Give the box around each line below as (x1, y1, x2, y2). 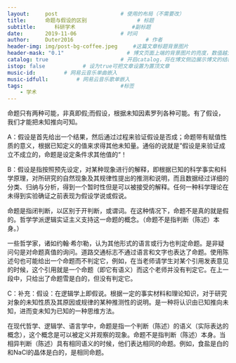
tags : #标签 (7, 82, 135, 89)
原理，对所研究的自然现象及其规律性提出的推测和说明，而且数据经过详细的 (13, 174, 229, 183)
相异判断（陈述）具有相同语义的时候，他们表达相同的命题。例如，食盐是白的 (7, 339, 229, 348)
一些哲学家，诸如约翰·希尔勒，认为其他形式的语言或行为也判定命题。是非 (7, 239, 219, 248)
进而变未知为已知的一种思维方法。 (19, 307, 118, 315)
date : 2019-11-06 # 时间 (7, 30, 138, 37)
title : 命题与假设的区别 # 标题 (7, 17, 155, 24)
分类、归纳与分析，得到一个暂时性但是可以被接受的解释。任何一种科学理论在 (7, 183, 229, 191)
